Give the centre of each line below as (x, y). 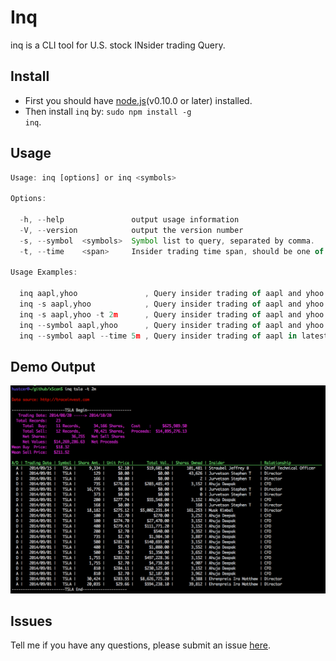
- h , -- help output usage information (129, 220)
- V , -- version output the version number (131, 230)
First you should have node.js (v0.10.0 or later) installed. (138, 100)
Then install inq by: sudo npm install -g (108, 111)
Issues (31, 621)
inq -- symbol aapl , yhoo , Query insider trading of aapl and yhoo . (174, 325)
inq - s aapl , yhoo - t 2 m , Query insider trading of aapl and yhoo (172, 314)
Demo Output (53, 366)
